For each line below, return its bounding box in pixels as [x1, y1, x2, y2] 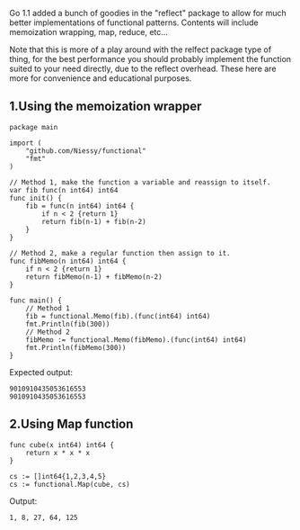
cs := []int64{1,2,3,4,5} [9, 472, 106, 481]
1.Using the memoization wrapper [9, 99, 202, 114]
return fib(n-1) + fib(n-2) [41, 217, 146, 226]
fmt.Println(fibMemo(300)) [25, 343, 127, 352]
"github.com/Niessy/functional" [25, 146, 146, 156]
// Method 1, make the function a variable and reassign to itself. [9, 177, 271, 187]
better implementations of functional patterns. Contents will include [9, 17, 259, 28]
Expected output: [9, 366, 74, 377]
